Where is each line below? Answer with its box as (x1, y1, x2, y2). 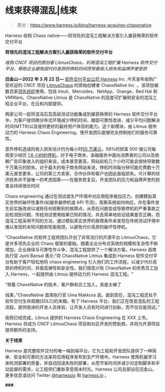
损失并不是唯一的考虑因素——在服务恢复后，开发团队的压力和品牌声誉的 (9, 177, 156, 183)
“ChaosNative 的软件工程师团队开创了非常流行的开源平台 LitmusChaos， (5, 234, 152, 240)
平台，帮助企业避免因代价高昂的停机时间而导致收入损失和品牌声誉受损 (5, 65, 147, 72)
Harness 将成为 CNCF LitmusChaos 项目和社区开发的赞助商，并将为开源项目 (5, 320, 160, 327)
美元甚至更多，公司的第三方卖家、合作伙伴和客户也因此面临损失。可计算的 (5, 170, 156, 176)
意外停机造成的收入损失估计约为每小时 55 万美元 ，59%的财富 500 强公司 (5, 146, 152, 152)
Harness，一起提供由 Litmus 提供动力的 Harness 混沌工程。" (10, 271, 134, 277)
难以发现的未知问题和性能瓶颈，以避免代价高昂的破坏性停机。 (5, 224, 130, 230)
